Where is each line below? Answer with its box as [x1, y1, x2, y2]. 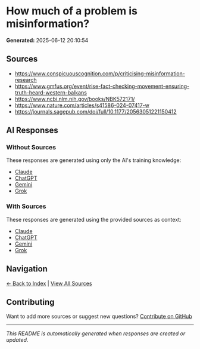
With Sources [6, 202, 46, 210]
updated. [6, 336, 29, 344]
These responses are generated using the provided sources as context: [6, 216, 182, 223]
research [14, 76, 37, 83]
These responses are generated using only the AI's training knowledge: [6, 157, 182, 164]
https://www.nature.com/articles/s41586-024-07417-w [14, 102, 150, 109]
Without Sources [6, 143, 57, 152]
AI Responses [6, 125, 58, 136]
